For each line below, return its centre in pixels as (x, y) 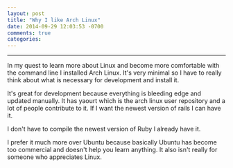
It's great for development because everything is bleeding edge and (104, 93)
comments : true (29, 33)
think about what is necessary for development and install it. (93, 80)
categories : (24, 39)
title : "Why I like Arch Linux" (54, 20)
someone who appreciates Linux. (54, 157)
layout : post (26, 13)
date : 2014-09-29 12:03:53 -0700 (55, 26)
